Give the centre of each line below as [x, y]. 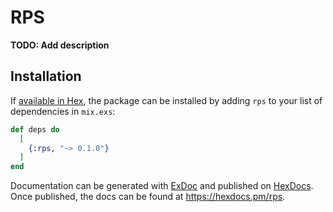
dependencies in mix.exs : [63, 111]
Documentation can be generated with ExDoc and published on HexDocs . [162, 186]
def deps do [35, 129]
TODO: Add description [60, 45]
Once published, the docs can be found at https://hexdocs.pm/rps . [148, 197]
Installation [46, 76]
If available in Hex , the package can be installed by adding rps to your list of [166, 100]
